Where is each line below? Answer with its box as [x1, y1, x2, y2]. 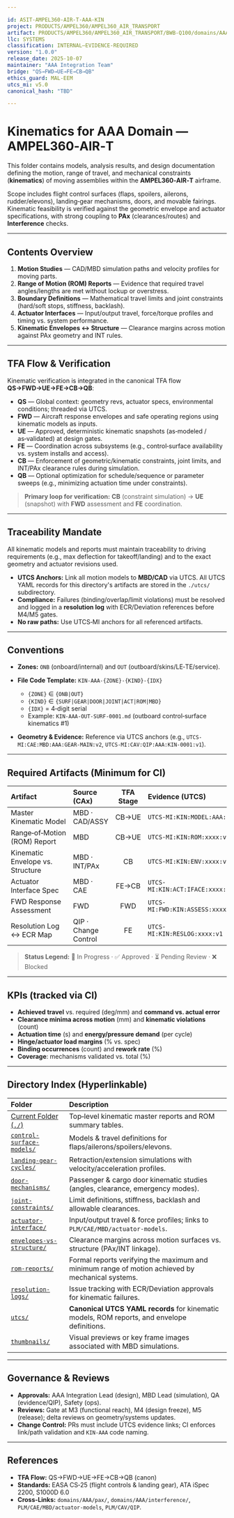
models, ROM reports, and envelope [69, 1312, 187, 1322]
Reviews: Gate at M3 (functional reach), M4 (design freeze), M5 [17, 1405, 202, 1414]
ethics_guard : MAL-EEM [7, 75, 73, 82]
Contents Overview [7, 246, 93, 258]
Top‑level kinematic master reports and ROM [69, 1111, 215, 1121]
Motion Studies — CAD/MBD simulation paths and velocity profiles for [17, 265, 219, 272]
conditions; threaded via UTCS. [17, 405, 108, 413]
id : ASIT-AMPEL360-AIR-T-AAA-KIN [7, 16, 104, 23]
